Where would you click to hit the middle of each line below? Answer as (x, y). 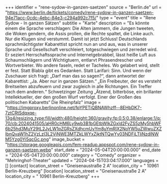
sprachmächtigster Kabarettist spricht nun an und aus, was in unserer (77, 44)
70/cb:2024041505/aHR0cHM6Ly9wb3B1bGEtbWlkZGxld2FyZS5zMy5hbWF (83, 123)
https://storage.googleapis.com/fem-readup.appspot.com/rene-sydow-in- (83, 144)
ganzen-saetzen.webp (28, 150)
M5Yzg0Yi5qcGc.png (27, 139)
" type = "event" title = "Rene (126, 18)
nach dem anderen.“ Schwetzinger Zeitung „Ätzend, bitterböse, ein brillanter (83, 92)
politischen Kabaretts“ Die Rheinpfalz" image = (53, 102)
